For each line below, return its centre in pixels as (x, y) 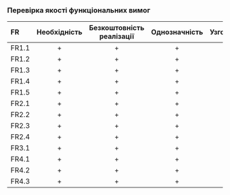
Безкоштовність (117, 28)
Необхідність (60, 32)
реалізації (117, 36)
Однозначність (177, 32)
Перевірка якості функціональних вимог (79, 10)
